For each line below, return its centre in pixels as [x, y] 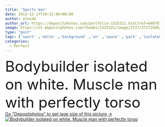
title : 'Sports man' [26, 10]
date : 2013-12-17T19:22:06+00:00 [39, 14]
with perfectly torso [73, 102]
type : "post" [18, 32]
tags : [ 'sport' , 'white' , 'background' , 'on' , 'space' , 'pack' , [73, 37]
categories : [17, 42]
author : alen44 [21, 19]
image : [12, 28]
